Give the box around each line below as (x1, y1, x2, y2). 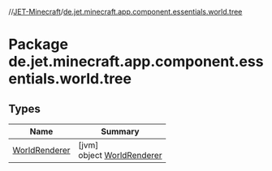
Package (8, 36, 69, 53)
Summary (101, 126, 140, 137)
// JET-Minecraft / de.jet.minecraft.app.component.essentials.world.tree (8, 7, 243, 16)
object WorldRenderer (78, 150, 162, 160)
